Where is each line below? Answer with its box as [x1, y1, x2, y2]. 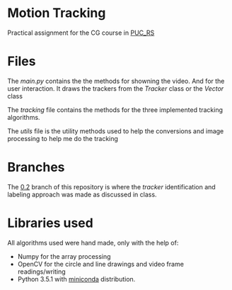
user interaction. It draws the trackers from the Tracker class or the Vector [7, 84, 224, 93]
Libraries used [7, 215, 93, 231]
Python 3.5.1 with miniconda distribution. [17, 274, 136, 283]
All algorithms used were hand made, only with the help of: [7, 238, 179, 247]
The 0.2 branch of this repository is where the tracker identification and [7, 182, 216, 191]
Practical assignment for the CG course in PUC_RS [7, 28, 155, 37]
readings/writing [17, 267, 66, 276]
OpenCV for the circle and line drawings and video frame [17, 260, 184, 268]
